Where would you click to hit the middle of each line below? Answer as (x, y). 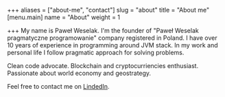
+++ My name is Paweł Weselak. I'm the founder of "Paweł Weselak (103, 31)
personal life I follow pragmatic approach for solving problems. (96, 52)
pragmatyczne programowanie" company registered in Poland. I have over (112, 38)
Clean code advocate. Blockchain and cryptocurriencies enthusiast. (103, 66)
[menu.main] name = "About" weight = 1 (64, 17)
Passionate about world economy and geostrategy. (79, 73)
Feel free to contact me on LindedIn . (58, 86)
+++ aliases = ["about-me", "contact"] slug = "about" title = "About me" (108, 10)
